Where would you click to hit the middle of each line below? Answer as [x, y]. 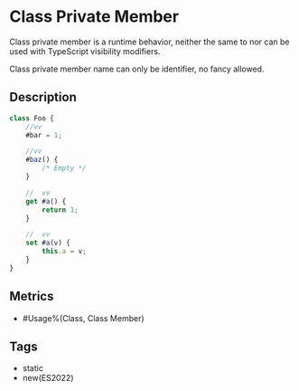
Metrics [32, 296]
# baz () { [42, 160]
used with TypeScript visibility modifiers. [85, 51]
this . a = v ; [65, 252]
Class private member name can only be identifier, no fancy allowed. [137, 69]
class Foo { [32, 118]
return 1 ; [60, 210]
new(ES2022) [48, 378]
